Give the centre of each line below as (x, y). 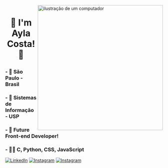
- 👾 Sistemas (21, 98)
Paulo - (14, 78)
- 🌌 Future (17, 130)
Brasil (12, 84)
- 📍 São (14, 72)
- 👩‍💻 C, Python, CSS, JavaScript (44, 149)
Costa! (21, 44)
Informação (19, 110)
